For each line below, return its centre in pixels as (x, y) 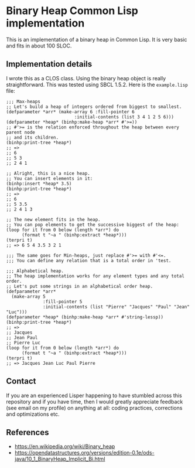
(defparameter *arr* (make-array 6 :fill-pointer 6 (70, 112)
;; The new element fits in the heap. (53, 219)
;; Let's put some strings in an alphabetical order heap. (80, 286)
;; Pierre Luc (23, 342)
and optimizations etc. (33, 414)
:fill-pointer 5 (63, 301)
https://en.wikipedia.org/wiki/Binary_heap (65, 446)
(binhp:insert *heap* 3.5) (39, 184)
